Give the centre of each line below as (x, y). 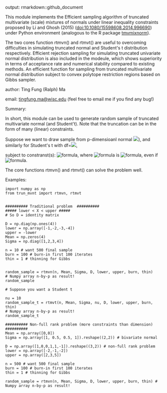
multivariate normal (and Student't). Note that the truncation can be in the (81, 124)
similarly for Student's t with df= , (41, 145)
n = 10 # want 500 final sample (39, 250)
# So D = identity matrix (32, 215)
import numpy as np (25, 189)
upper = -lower (21, 232)
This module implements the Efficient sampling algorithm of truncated (77, 17)
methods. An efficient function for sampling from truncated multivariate (78, 69)
